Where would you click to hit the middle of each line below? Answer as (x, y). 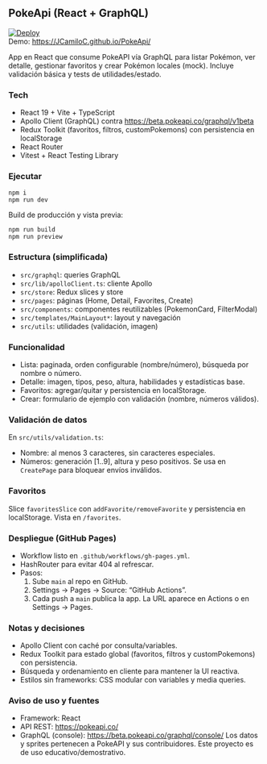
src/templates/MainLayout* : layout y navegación (100, 317)
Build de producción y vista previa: (66, 215)
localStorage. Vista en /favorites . (65, 517)
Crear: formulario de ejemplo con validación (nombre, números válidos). (139, 399)
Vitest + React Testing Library (69, 156)
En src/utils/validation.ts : (56, 437)
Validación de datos (48, 420)
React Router (41, 147)
